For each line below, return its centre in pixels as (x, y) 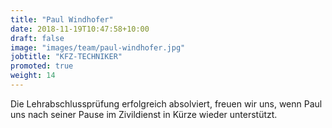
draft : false (37, 38)
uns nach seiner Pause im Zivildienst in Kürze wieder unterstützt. (144, 114)
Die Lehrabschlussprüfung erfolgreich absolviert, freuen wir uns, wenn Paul (166, 103)
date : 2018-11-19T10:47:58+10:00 (80, 29)
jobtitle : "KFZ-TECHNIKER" (66, 57)
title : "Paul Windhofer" (62, 19)
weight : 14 (33, 76)
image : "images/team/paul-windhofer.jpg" (98, 47)
